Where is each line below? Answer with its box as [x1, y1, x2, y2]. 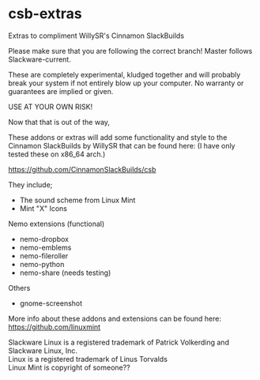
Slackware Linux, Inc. [8, 345, 77, 356]
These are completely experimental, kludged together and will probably [8, 70, 241, 79]
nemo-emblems [19, 243, 72, 252]
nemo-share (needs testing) [19, 268, 111, 277]
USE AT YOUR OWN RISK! [8, 102, 93, 111]
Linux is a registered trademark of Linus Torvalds [8, 354, 168, 363]
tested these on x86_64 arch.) [8, 149, 106, 159]
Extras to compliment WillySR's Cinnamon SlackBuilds [8, 31, 184, 40]
